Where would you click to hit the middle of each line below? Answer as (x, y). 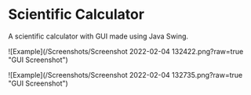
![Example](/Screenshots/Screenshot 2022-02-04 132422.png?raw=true (126, 51)
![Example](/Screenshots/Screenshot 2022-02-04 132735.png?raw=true (125, 75)
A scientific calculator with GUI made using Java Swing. (98, 36)
